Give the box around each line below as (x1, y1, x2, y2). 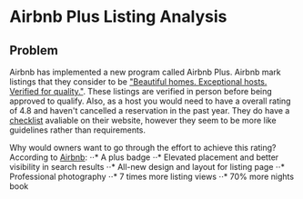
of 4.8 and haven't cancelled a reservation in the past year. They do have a (9, 105, 290, 115)
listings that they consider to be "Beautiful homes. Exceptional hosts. (9, 76, 268, 87)
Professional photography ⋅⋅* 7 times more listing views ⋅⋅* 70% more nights (9, 171, 294, 182)
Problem (9, 43, 59, 58)
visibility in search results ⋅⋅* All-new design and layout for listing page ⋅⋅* (9, 162, 285, 172)
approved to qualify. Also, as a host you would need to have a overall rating (9, 95, 291, 106)
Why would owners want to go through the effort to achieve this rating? (9, 143, 277, 153)
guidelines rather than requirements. (9, 124, 146, 135)
